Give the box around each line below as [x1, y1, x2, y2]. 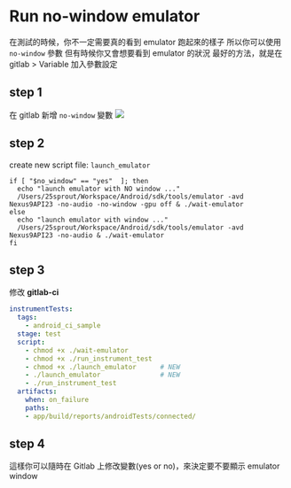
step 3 [9, 262, 45, 277]
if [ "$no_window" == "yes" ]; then [9, 176, 149, 185]
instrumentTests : [9, 305, 74, 314]
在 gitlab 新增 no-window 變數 [9, 109, 114, 120]
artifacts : [17, 387, 58, 396]
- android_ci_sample [25, 321, 101, 330]
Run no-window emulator [9, 6, 201, 27]
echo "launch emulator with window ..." [17, 215, 169, 224]
